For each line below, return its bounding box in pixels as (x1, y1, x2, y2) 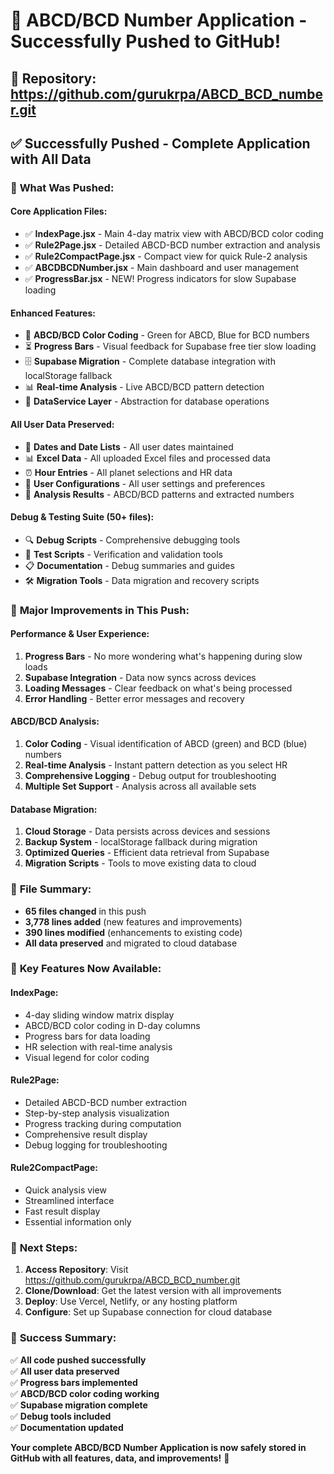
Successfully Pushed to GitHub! (10, 30, 282, 53)
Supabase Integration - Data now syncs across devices (24, 671, 257, 683)
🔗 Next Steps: (10, 1240, 78, 1254)
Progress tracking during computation (24, 1117, 182, 1129)
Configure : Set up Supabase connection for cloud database (24, 1306, 273, 1318)
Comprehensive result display (24, 1128, 148, 1140)
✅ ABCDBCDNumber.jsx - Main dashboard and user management (24, 262, 300, 274)
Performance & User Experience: (10, 628, 150, 640)
